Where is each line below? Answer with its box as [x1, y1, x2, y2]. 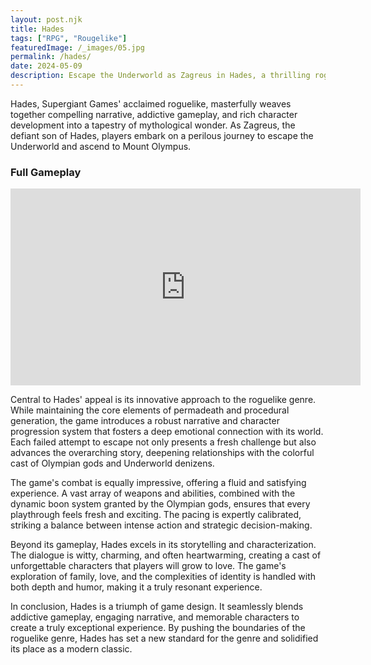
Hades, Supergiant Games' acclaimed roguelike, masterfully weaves [10, 97, 292, 110]
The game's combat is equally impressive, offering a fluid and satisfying [10, 477, 307, 489]
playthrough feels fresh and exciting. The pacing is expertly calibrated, [10, 509, 302, 521]
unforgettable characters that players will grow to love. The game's [10, 560, 287, 572]
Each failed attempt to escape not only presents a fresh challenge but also [10, 436, 317, 448]
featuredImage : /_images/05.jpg [10, 42, 145, 53]
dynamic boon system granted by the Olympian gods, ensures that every [10, 498, 311, 510]
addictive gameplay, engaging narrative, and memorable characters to [10, 611, 300, 623]
